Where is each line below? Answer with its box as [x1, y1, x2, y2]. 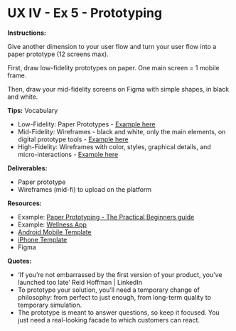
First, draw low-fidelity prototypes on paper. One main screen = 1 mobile [7, 63, 220, 72]
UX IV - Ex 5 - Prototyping [7, 5, 162, 21]
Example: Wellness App [17, 220, 87, 229]
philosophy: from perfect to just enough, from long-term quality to [17, 293, 212, 301]
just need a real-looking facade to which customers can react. [17, 315, 200, 324]
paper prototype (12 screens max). [7, 50, 109, 58]
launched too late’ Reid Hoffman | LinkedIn [17, 278, 142, 286]
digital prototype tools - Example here [17, 135, 129, 143]
